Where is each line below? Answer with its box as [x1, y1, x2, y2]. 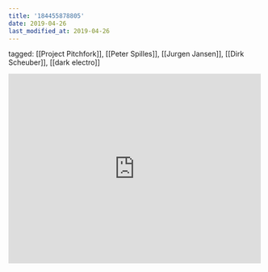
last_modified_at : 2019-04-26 [8, 27, 111, 35]
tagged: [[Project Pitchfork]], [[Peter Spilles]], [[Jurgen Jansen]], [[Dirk [8, 49, 245, 59]
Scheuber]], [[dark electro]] [8, 57, 101, 67]
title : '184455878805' [8, 11, 85, 20]
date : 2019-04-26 [8, 19, 67, 28]
